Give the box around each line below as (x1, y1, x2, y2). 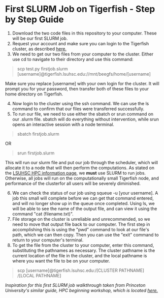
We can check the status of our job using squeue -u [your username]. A (12, 190, 159, 196)
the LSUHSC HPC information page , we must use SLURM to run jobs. (5, 170, 146, 176)
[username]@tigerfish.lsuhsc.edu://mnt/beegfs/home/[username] (17, 71, 151, 77)
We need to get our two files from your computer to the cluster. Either (12, 51, 154, 57)
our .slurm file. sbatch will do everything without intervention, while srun (12, 116, 159, 122)
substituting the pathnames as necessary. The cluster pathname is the (12, 247, 155, 253)
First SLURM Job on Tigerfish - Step (5, 3, 155, 15)
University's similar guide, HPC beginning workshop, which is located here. (5, 287, 158, 293)
